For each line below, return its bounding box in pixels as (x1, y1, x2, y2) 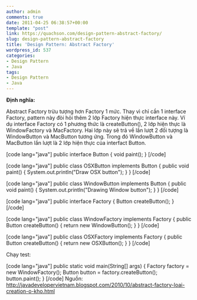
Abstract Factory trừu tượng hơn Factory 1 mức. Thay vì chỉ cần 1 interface (6, 108, 186, 115)
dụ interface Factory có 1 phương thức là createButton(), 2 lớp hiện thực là (6, 121, 186, 127)
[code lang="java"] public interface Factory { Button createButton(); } (6, 198, 175, 205)
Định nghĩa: (6, 96, 35, 104)
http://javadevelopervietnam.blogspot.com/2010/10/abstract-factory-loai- (6, 282, 185, 288)
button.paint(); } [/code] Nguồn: (6, 275, 83, 282)
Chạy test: (6, 251, 31, 258)
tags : (6, 69, 19, 75)
